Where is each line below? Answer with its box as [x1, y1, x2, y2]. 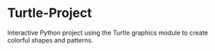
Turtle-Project [7, 5, 92, 21]
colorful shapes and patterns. [7, 35, 93, 44]
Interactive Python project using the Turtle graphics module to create [7, 28, 209, 37]
